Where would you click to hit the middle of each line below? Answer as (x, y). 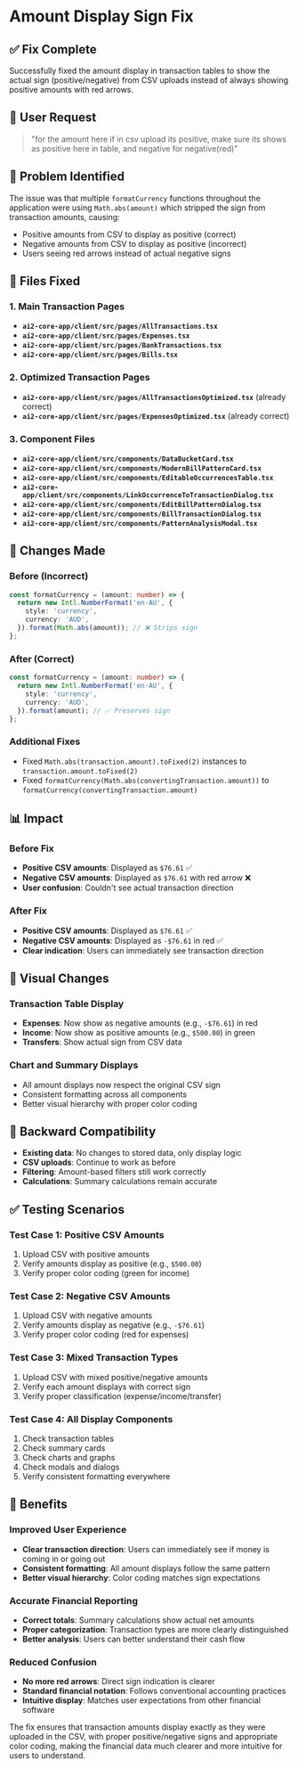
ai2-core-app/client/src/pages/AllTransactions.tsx (120, 327)
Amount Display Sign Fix (101, 16)
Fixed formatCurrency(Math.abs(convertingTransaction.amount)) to (145, 780)
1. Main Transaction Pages (67, 307)
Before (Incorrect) (49, 577)
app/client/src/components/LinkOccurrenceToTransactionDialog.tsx (148, 495)
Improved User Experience (68, 1530)
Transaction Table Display (67, 1003)
